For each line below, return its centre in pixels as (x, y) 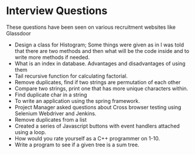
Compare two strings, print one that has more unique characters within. (101, 88)
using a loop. (30, 132)
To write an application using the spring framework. (77, 101)
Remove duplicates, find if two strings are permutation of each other (97, 82)
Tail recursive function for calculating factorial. (71, 76)
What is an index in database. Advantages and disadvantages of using (100, 63)
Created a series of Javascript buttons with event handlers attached (97, 126)
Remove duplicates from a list (51, 119)
